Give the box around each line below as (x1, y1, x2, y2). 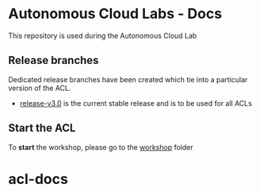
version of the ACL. (8, 83, 71, 92)
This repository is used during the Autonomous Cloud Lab (8, 31, 197, 40)
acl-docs (8, 170, 69, 188)
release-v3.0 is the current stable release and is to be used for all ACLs (19, 98, 252, 107)
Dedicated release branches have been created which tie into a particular (8, 74, 248, 84)
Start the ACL (8, 122, 76, 135)
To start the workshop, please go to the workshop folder (8, 142, 193, 152)
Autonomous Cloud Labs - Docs (8, 5, 223, 23)
